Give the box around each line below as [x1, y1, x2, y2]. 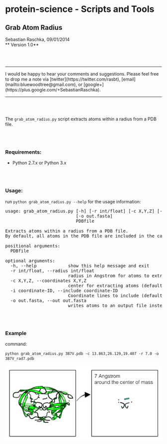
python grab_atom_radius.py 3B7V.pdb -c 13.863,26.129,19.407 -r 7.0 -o [5, 351, 159, 356]
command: [5, 341, 27, 347]
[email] [121, 76, 136, 82]
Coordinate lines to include [68, 292, 139, 298]
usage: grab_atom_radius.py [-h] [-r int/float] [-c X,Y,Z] [5, 208, 155, 214]
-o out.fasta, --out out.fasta [10, 297, 87, 303]
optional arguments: [5, 258, 56, 264]
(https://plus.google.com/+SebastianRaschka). [5, 87, 101, 92]
